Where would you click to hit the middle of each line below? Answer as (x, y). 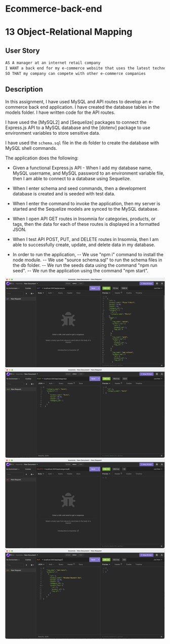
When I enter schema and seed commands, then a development (79, 188)
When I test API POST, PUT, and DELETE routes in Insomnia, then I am (86, 239)
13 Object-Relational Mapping (69, 32)
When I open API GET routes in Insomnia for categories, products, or (84, 219)
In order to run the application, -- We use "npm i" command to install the (88, 254)
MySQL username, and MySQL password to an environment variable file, (88, 173)
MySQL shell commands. (31, 148)
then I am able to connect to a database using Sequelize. (72, 178)
